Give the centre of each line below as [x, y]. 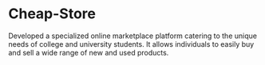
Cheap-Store [52, 14]
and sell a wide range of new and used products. [89, 52]
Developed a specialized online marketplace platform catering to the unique [133, 36]
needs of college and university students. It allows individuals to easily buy [131, 44]
